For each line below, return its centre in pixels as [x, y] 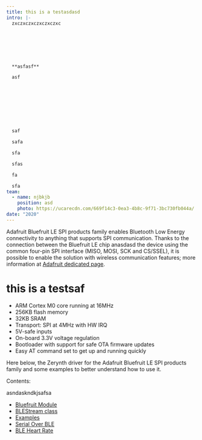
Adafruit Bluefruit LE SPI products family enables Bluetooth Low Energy [96, 232]
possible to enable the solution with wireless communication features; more [101, 257]
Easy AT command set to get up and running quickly [81, 350]
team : [13, 192]
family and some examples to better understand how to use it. [84, 369]
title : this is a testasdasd [43, 12]
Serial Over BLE [35, 424]
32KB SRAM [30, 318]
